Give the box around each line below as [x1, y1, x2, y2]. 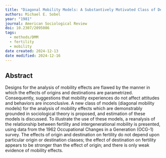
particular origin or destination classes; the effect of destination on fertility [5, 137, 157, 143]
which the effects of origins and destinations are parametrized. [5, 90, 133, 96]
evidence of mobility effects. [5, 148, 63, 154]
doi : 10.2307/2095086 [5, 26, 50, 31]
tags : [5, 30, 16, 35]
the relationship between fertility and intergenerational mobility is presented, [5, 121, 161, 127]
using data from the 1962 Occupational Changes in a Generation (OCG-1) [5, 126, 154, 132]
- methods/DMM [9, 35, 39, 40]
